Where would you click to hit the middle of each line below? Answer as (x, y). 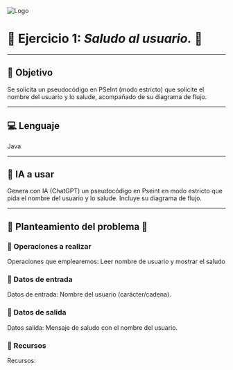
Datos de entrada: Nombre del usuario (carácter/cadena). (89, 294)
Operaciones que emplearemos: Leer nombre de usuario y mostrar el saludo (116, 262)
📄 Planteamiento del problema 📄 (77, 226)
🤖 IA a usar (31, 174)
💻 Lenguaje (34, 126)
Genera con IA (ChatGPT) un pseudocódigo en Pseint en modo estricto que (115, 191)
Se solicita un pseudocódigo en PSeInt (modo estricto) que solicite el (106, 89)
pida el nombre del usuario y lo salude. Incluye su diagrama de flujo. (105, 198)
